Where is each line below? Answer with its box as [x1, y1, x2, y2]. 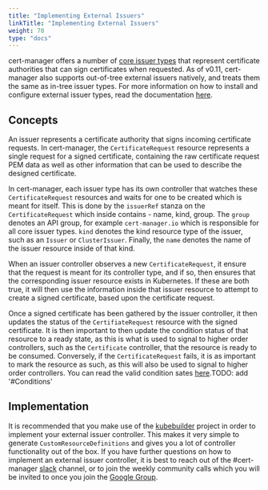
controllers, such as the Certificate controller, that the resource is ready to [8, 343, 258, 352]
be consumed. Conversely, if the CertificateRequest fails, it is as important [8, 351, 256, 361]
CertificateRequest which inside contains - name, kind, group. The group [8, 210, 250, 219]
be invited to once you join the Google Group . [8, 472, 158, 481]
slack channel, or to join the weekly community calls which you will [39, 464, 260, 473]
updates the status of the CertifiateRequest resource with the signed [8, 317, 238, 327]
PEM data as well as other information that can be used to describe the [8, 160, 242, 170]
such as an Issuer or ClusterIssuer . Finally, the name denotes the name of [8, 235, 251, 245]
